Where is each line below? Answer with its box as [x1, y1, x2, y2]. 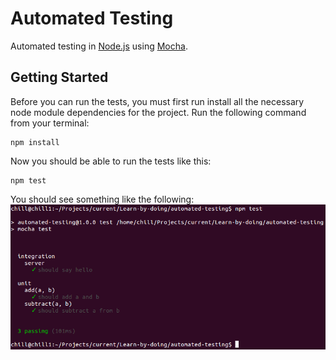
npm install [10, 137, 60, 147]
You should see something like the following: [10, 193, 195, 205]
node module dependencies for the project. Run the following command [10, 106, 307, 118]
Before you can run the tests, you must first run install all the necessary [10, 95, 305, 107]
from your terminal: [10, 117, 90, 129]
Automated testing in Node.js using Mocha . [10, 40, 188, 52]
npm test [10, 175, 47, 186]
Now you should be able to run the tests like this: [10, 155, 212, 167]
